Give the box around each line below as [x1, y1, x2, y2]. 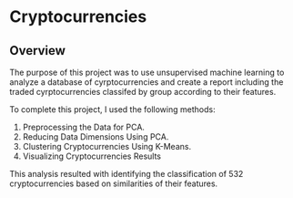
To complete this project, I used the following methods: [9, 104, 216, 115]
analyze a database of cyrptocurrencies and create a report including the [9, 77, 284, 88]
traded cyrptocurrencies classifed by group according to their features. [9, 87, 277, 97]
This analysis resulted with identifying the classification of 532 [9, 169, 244, 179]
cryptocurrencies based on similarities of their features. [9, 178, 218, 189]
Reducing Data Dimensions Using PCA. [22, 131, 169, 142]
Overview [9, 43, 66, 58]
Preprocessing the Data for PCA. [22, 121, 146, 132]
